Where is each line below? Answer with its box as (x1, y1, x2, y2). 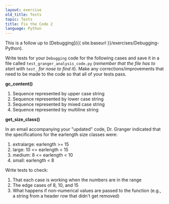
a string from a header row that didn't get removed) (12, 193, 120, 199)
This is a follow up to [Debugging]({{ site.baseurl (5, 40, 107, 46)
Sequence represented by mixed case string (12, 101, 105, 107)
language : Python (5, 26, 42, 31)
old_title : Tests (5, 12, 42, 17)
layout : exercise (5, 7, 42, 13)
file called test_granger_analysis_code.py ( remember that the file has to (5, 60, 155, 66)
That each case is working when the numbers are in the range (12, 177, 142, 183)
